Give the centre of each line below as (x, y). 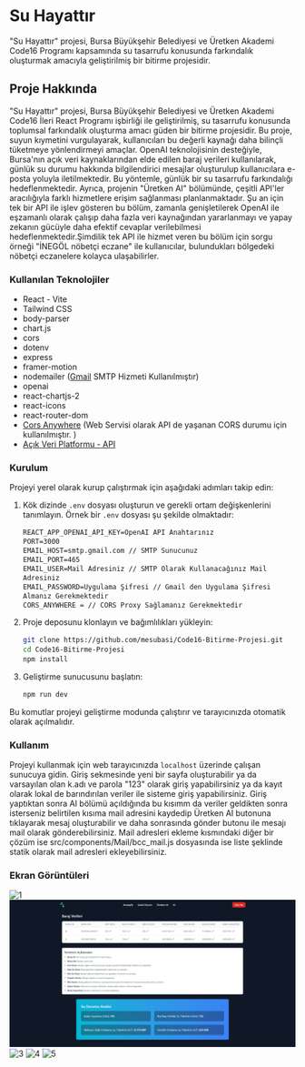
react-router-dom (55, 416)
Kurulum (29, 468)
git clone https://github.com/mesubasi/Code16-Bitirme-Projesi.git (152, 640)
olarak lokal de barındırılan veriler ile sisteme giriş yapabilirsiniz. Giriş (138, 794)
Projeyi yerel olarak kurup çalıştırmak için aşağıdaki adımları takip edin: (142, 488)
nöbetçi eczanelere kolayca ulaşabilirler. (84, 256)
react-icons (44, 406)
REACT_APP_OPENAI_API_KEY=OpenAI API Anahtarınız (118, 533)
